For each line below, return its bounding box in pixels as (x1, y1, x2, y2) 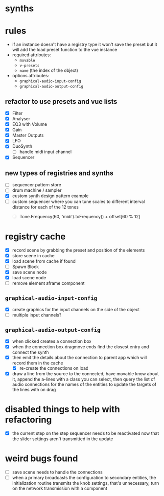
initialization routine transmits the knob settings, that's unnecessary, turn (12, 480, 159, 486)
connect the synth (12, 349, 49, 355)
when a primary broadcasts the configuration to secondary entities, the (12, 475, 156, 481)
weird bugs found (5, 453, 78, 464)
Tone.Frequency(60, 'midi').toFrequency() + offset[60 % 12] (19, 213, 141, 219)
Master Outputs (12, 133, 44, 138)
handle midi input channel (19, 149, 72, 155)
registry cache (5, 231, 66, 242)
